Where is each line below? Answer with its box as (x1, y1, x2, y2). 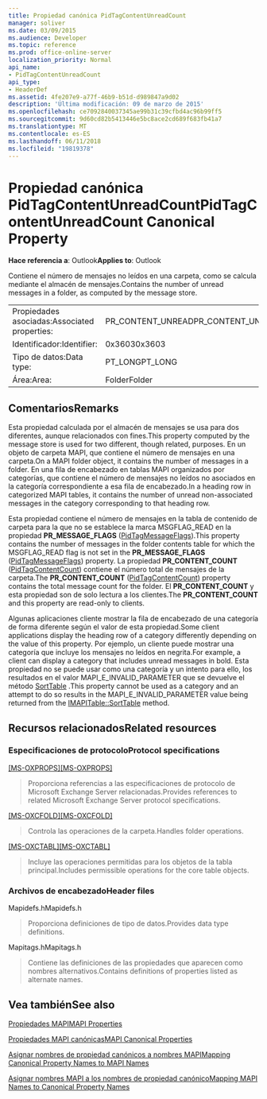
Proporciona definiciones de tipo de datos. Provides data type (27, 919, 229, 928)
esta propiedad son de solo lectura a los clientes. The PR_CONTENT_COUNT (8, 590, 258, 600)
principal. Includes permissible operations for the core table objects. (27, 865, 250, 875)
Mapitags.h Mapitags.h (8, 942, 82, 952)
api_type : (8, 78, 41, 86)
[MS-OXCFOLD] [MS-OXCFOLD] (8, 811, 113, 820)
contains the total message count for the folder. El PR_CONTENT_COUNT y (8, 582, 254, 591)
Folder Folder (105, 374, 153, 385)
